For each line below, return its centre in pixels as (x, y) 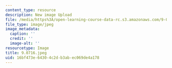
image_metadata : (23, 29)
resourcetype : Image (27, 48)
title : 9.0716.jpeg (26, 53)
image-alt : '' (25, 43)
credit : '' (21, 39)
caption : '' (23, 34)
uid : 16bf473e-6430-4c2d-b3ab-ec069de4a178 (52, 58)
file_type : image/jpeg (29, 24)
